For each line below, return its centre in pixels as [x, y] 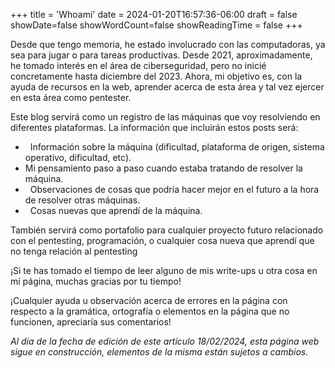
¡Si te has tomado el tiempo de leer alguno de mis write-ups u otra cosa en [164, 270]
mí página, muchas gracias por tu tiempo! [96, 281]
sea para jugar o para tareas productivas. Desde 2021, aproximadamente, [161, 55]
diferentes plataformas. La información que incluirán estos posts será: [154, 127]
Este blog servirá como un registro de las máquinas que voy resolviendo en [165, 117]
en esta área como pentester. [71, 97]
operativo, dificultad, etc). [78, 157]
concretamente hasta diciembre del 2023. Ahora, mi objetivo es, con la [156, 76]
